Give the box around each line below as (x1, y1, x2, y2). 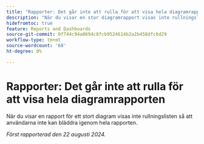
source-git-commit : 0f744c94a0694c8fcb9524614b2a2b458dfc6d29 (6, 31, 167, 38)
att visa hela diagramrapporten (6, 92, 166, 106)
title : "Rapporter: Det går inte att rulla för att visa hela (6, 8, 167, 15)
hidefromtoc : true (6, 20, 53, 26)
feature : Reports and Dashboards (6, 25, 91, 32)
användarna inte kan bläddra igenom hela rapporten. (6, 119, 138, 126)
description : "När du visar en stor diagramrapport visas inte (6, 15, 170, 21)
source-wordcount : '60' (6, 43, 67, 49)
